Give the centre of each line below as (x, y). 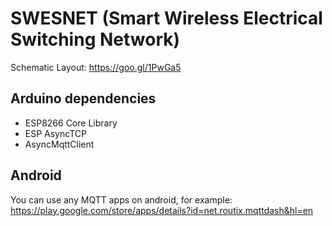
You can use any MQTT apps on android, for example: (121, 199)
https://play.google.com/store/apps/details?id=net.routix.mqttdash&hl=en (162, 210)
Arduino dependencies (83, 98)
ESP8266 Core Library (71, 123)
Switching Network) (95, 39)
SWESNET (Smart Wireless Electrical (166, 18)
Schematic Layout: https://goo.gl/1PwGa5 (96, 67)
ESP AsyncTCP (55, 133)
